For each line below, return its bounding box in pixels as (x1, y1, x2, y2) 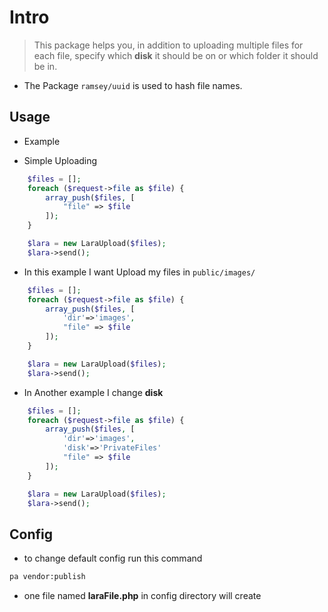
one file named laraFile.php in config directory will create (23, 590, 262, 602)
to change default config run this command (23, 552, 203, 565)
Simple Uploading (23, 154, 98, 166)
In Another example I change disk (23, 386, 164, 398)
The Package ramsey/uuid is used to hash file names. (23, 79, 243, 91)
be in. (33, 60, 58, 72)
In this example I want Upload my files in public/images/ (23, 266, 256, 278)
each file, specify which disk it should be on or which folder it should (33, 49, 319, 61)
